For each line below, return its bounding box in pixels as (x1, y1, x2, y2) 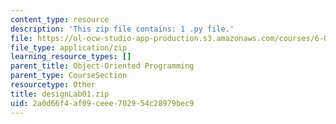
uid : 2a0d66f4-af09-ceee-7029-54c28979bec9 (10, 98, 195, 108)
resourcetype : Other (10, 80, 97, 90)
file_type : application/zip (10, 42, 128, 53)
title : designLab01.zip (10, 89, 110, 99)
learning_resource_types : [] (10, 52, 132, 62)
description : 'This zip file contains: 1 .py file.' (10, 24, 235, 34)
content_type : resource (10, 14, 110, 25)
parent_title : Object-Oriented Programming (10, 61, 195, 71)
